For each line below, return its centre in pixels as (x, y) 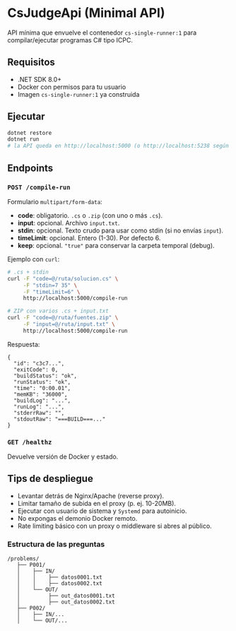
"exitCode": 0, (36, 370)
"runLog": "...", (39, 407)
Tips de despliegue (50, 479)
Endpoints (30, 168)
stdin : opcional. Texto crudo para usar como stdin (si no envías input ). (120, 230)
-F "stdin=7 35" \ (50, 285)
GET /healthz (30, 442)
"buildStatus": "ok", (46, 376)
